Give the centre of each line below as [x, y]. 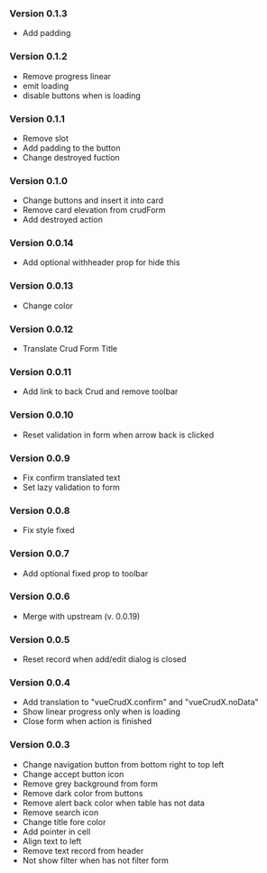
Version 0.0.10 [41, 415]
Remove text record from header [83, 850]
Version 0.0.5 [40, 639]
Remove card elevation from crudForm [94, 210]
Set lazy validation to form [71, 487]
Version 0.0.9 [40, 458]
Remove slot [46, 138]
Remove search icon [60, 812]
